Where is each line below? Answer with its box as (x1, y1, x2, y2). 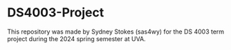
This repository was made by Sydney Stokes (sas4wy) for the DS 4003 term (7, 27, 225, 36)
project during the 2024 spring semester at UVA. (7, 34, 147, 42)
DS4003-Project (7, 5, 104, 21)
